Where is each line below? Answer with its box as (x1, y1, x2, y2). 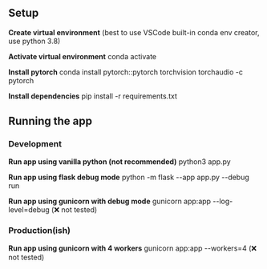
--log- (212, 196, 233, 206)
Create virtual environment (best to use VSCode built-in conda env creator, (8, 27, 260, 37)
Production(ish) (8, 225, 71, 236)
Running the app (8, 114, 92, 128)
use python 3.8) (8, 36, 61, 46)
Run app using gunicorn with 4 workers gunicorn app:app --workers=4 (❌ (8, 243, 257, 253)
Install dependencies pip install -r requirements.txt (8, 91, 178, 101)
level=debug (8, 204, 50, 215)
